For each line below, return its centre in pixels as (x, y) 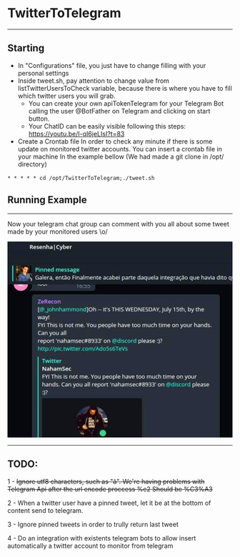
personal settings (43, 73)
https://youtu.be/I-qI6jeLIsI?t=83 (76, 134)
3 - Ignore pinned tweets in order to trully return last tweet (93, 524)
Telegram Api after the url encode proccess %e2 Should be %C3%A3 (110, 489)
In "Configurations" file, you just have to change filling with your (112, 65)
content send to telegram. (45, 510)
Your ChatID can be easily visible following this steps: (107, 126)
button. (39, 119)
